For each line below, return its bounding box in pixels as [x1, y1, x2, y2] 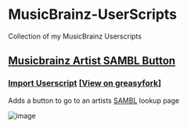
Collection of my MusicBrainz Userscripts [8, 31, 142, 41]
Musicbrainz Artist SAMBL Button [8, 54, 176, 68]
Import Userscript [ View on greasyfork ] [8, 78, 162, 89]
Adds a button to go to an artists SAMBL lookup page [8, 96, 180, 105]
